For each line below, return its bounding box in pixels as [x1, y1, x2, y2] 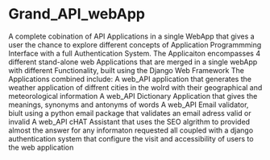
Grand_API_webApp [8, 5, 145, 23]
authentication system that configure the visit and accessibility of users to [8, 133, 254, 143]
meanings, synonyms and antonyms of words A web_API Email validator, [8, 100, 249, 109]
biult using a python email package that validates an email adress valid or [8, 108, 251, 117]
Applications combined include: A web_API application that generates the [8, 74, 252, 84]
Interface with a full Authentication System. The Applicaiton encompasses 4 [8, 48, 260, 58]
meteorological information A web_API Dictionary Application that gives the [8, 91, 258, 101]
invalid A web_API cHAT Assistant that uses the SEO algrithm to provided [8, 117, 251, 126]
